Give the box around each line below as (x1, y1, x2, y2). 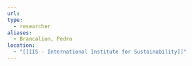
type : (7, 16, 23, 23)
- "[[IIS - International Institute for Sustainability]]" (13, 49, 187, 56)
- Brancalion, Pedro (13, 36, 73, 43)
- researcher (13, 23, 51, 30)
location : (7, 42, 36, 49)
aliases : (7, 29, 32, 36)
